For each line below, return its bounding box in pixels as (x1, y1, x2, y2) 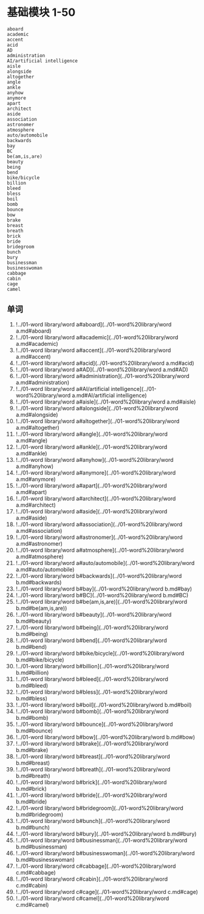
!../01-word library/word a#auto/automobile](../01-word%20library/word (15, 559, 195, 566)
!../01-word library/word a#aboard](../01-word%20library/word (15, 320, 172, 328)
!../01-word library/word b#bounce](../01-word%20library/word (15, 720, 174, 728)
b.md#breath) (15, 772, 50, 779)
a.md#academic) (15, 340, 58, 347)
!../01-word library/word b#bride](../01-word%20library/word (15, 791, 168, 799)
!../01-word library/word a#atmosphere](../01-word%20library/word (15, 546, 184, 553)
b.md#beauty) (15, 617, 52, 625)
